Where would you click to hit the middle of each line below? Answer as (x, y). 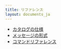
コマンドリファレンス (34, 41)
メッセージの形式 (30, 35)
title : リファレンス (24, 10)
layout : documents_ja (28, 14)
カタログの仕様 (28, 29)
